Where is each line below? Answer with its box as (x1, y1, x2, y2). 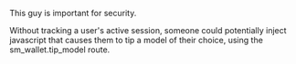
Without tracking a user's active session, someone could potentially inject (9, 25, 287, 35)
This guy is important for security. (9, 8, 137, 18)
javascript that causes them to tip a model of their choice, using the (9, 35, 263, 45)
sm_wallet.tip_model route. (9, 44, 111, 55)
